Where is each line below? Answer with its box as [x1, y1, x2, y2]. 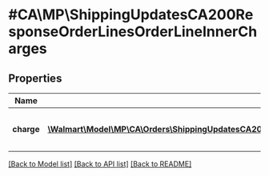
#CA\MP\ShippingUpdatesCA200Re [8, 6, 254, 24]
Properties [8, 71, 62, 85]
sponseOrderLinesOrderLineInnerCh [8, 22, 258, 41]
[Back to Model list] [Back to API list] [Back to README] [8, 159, 192, 169]
